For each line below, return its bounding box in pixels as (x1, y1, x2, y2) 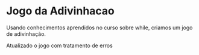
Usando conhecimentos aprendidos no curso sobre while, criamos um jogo (6, 24, 193, 31)
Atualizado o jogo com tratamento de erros (6, 42, 113, 49)
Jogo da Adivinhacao (6, 4, 115, 18)
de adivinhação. (6, 30, 46, 37)
